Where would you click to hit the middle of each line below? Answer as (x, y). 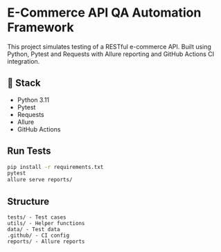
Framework (41, 27)
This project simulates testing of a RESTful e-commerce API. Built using (109, 46)
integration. (24, 61)
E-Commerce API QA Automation (104, 13)
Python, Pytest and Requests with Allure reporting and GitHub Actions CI (111, 54)
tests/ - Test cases (37, 217)
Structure (28, 201)
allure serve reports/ (40, 180)
